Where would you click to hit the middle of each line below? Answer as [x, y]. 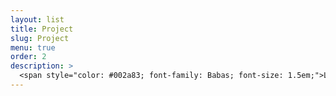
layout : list [37, 19]
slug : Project [40, 38]
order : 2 [28, 57]
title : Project [42, 29]
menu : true [33, 47]
